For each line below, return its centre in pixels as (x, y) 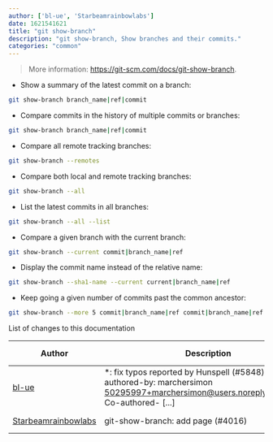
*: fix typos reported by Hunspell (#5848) (184, 372)
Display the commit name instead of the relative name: (111, 267)
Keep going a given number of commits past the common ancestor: (133, 298)
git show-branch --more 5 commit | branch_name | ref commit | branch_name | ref (136, 313)
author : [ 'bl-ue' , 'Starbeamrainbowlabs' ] (81, 16)
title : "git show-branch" (52, 31)
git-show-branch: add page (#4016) (176, 421)
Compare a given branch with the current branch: (103, 237)
